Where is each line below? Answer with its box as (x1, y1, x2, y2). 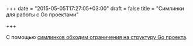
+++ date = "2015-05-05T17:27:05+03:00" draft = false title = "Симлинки (6, 5, 184, 12)
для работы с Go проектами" (6, 11, 79, 18)
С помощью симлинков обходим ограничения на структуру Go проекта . (6, 34, 188, 40)
